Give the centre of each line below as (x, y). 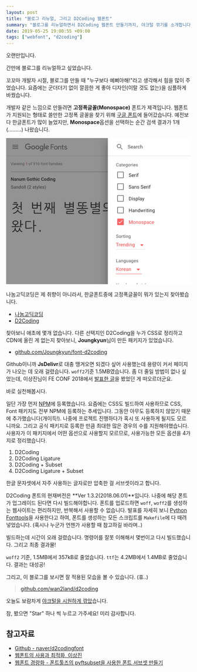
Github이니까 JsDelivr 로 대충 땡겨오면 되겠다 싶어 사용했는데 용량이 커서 (89, 364)
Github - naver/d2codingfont (49, 649)
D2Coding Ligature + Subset (49, 471)
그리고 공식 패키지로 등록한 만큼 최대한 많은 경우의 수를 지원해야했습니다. (106, 426)
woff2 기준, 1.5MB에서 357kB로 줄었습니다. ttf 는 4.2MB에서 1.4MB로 (86, 557)
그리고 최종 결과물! (35, 545)
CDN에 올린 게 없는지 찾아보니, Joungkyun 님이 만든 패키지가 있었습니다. (90, 340)
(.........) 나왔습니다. (28, 130)
